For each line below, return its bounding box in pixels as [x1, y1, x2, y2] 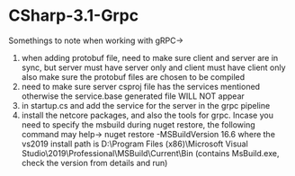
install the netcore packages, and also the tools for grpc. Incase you [21, 110, 273, 120]
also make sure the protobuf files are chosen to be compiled [21, 71, 246, 82]
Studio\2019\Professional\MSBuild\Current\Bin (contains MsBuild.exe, [21, 147, 280, 158]
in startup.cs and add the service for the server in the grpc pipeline [21, 100, 271, 110]
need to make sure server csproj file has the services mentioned [21, 81, 261, 92]
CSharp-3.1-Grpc [8, 5, 139, 26]
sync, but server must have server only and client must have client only [21, 62, 286, 73]
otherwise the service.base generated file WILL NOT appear [21, 91, 245, 101]
